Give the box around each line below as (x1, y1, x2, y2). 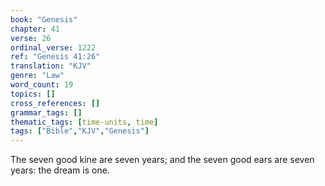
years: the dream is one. (10, 164, 110, 176)
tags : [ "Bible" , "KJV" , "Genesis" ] (10, 126, 150, 136)
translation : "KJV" (10, 61, 92, 71)
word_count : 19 (10, 80, 74, 90)
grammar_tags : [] (10, 107, 83, 118)
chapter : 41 (10, 24, 60, 34)
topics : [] (10, 89, 56, 99)
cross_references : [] (10, 98, 101, 108)
